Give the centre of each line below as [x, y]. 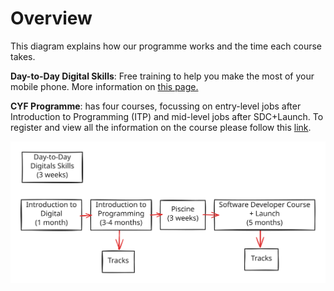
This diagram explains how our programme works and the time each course [166, 46]
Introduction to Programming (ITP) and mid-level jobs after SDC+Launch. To [167, 116]
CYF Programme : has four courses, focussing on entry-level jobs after [156, 106]
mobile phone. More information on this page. [104, 86]
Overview [51, 18]
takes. [23, 56]
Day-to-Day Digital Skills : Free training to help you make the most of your [162, 76]
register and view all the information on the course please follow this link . [161, 127]
